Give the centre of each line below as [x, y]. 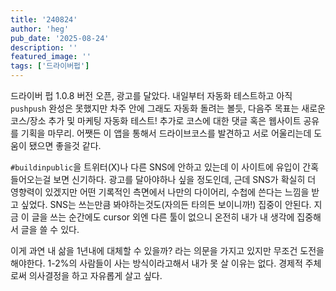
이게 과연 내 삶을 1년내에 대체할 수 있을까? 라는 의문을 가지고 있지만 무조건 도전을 [167, 250]
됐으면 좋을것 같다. [65, 145]
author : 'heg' [40, 29]
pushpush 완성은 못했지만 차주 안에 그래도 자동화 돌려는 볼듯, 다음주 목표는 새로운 [168, 108]
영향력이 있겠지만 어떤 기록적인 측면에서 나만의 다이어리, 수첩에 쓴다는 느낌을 [160, 192]
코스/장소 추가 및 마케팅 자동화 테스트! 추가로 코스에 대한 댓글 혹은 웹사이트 [156, 120]
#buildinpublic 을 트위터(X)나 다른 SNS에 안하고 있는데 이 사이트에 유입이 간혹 [165, 167]
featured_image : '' [51, 57]
